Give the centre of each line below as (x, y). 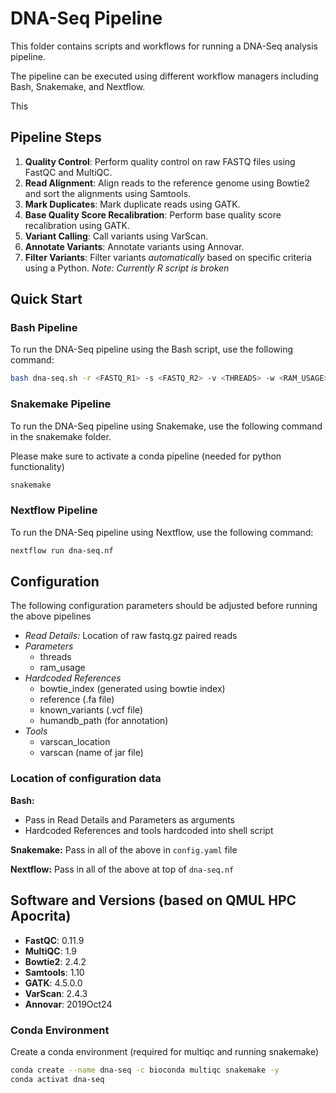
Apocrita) (41, 916)
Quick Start (46, 299)
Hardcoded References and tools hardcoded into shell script (149, 830)
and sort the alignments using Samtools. (108, 193)
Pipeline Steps (56, 137)
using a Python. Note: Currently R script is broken (127, 268)
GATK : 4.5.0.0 (53, 983)
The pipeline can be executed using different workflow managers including (164, 76)
